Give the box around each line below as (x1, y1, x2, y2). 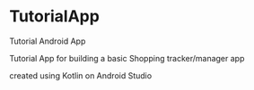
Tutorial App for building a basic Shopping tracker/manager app (9, 53, 245, 63)
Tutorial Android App (9, 36, 86, 46)
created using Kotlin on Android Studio (9, 70, 153, 81)
